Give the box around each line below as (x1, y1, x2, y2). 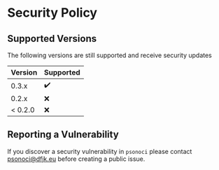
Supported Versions (7, 33, 97, 45)
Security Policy (7, 5, 98, 21)
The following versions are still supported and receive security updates (7, 51, 212, 59)
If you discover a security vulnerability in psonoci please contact (7, 147, 192, 155)
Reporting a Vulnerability (7, 129, 119, 141)
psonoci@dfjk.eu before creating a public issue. (7, 155, 146, 163)
